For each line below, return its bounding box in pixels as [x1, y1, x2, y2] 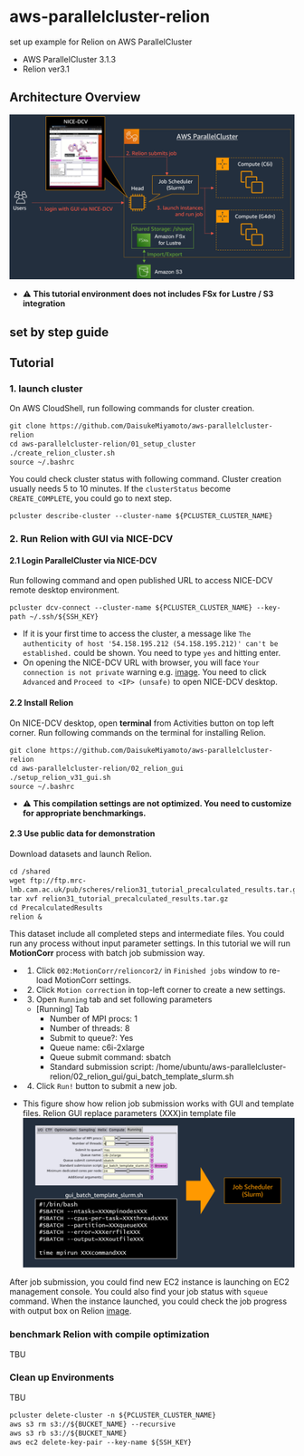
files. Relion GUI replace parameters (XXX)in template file [22, 1107, 237, 1118]
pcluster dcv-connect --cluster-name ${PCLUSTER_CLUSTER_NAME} [9, 603, 253, 612]
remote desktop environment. [9, 584, 120, 595]
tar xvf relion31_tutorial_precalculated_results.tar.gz [9, 894, 229, 903]
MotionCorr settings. [53, 974, 132, 985]
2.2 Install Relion [9, 697, 74, 708]
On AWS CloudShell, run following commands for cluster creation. [9, 403, 255, 414]
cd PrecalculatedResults [9, 903, 103, 912]
